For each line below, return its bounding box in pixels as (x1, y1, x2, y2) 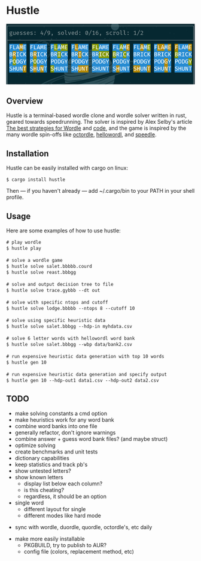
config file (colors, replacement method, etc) (23, 548, 135, 555)
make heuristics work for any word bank (14, 416, 115, 423)
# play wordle (6, 239, 42, 245)
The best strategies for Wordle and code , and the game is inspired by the (6, 124, 187, 132)
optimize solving (14, 441, 56, 449)
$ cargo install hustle (6, 177, 66, 183)
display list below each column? (23, 480, 103, 487)
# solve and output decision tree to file (6, 281, 114, 287)
